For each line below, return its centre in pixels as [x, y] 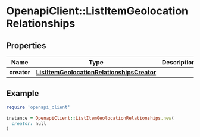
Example [23, 94]
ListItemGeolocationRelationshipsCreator [96, 72]
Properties [26, 46]
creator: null [29, 123]
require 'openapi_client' [38, 107]
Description [179, 62]
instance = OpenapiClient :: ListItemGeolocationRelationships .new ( [90, 118]
